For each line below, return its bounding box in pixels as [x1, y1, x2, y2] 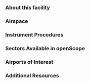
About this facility [5, 4, 51, 11]
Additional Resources [5, 72, 59, 79]
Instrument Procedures [5, 31, 64, 38]
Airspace [5, 17, 28, 24]
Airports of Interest [5, 58, 54, 65]
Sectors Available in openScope [5, 45, 85, 52]
